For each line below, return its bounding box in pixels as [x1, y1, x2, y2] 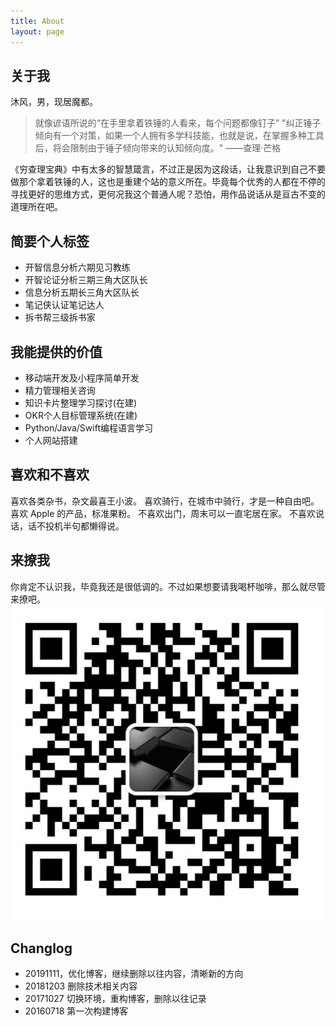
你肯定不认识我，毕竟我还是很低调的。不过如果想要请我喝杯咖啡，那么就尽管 [10, 580, 326, 592]
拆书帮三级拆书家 [24, 311, 96, 324]
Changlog [10, 940, 73, 957]
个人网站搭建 [24, 434, 78, 446]
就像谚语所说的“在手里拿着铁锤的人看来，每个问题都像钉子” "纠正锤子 [34, 117, 322, 129]
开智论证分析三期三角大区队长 [24, 274, 148, 286]
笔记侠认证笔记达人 [24, 299, 105, 311]
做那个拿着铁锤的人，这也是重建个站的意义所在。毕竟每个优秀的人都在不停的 [10, 176, 326, 188]
